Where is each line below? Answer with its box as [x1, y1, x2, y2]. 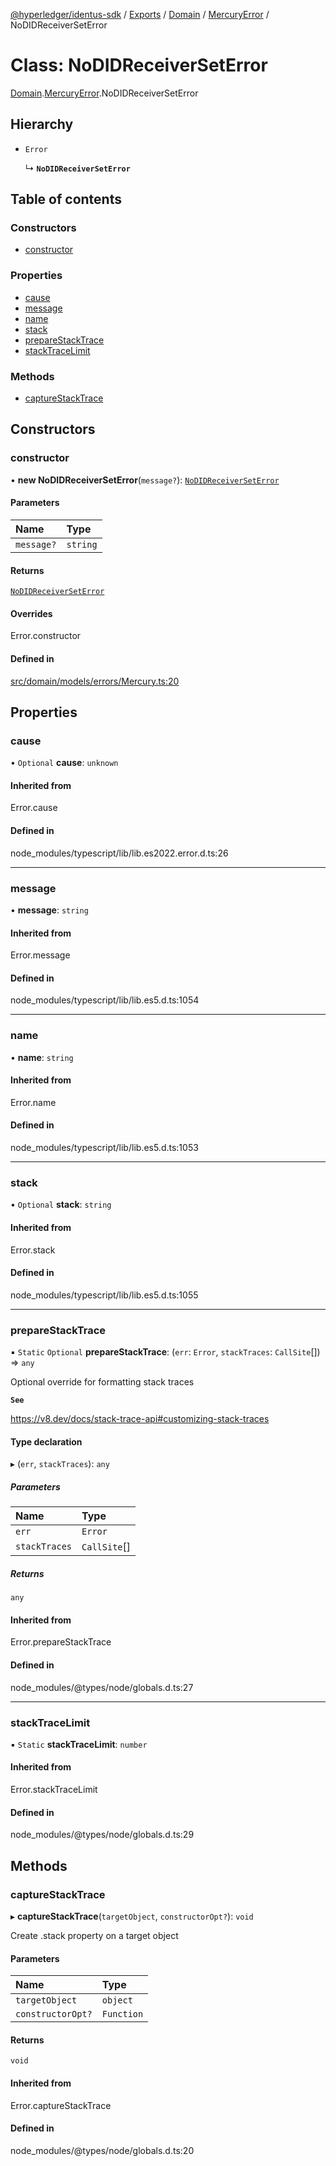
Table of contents [10, 191, 122, 208]
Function [101, 2009, 144, 2020]
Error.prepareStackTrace [10, 1636, 112, 1648]
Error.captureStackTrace [10, 2099, 112, 2111]
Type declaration [10, 1435, 83, 1448]
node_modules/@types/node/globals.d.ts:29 [10, 1829, 195, 1841]
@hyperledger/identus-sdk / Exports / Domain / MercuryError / [10, 9, 270, 20]
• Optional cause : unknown [10, 757, 119, 769]
